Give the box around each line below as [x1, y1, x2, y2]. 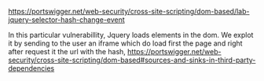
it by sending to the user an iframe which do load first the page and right [8, 39, 243, 48]
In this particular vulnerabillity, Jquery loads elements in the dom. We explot [8, 31, 254, 39]
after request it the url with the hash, [8, 47, 126, 56]
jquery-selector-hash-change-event [8, 15, 126, 24]
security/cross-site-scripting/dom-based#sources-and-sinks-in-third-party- [8, 55, 256, 64]
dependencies [8, 64, 55, 73]
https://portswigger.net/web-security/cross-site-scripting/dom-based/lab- [8, 7, 250, 16]
